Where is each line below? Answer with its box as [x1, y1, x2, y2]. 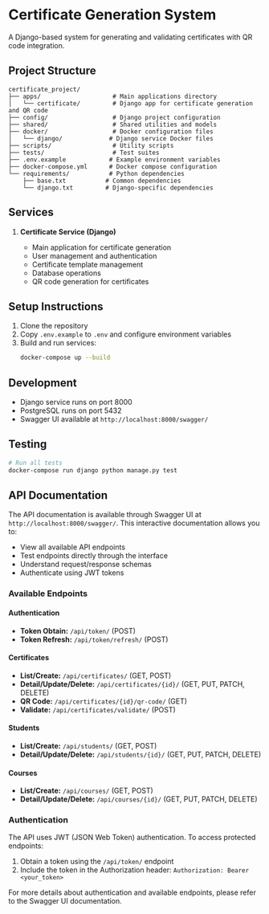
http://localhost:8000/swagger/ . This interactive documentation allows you [8, 518, 260, 528]
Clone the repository [19, 321, 88, 331]
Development [8, 376, 78, 390]
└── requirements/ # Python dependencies [8, 169, 185, 177]
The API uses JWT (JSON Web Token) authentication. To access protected [8, 833, 256, 843]
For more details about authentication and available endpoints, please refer [8, 887, 257, 897]
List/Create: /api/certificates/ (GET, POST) [19, 671, 172, 680]
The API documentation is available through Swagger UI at [8, 510, 202, 520]
